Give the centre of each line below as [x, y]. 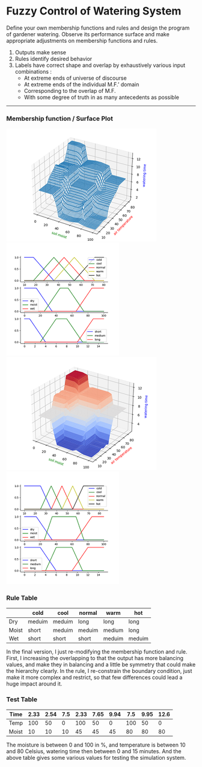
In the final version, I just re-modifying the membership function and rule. [97, 652]
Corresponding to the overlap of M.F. [70, 91]
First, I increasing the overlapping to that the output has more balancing [95, 658]
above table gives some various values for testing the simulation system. [96, 758]
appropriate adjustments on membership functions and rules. [82, 40]
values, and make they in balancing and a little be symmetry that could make [101, 664]
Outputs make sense [40, 52]
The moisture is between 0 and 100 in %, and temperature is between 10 [96, 745]
